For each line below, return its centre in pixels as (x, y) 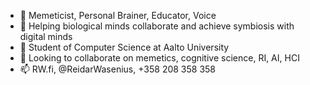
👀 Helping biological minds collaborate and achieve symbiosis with (157, 26)
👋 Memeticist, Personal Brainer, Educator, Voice (118, 15)
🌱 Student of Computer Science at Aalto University (124, 47)
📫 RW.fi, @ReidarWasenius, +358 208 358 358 (118, 69)
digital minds (46, 36)
